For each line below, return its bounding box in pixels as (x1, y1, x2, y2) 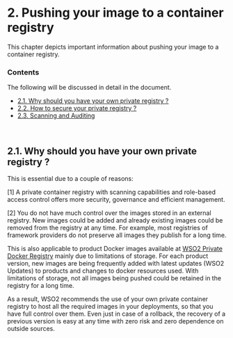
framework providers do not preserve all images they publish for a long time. (7, 231, 227, 239)
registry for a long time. (7, 282, 74, 290)
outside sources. (7, 325, 56, 333)
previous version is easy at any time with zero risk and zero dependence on (7, 317, 224, 325)
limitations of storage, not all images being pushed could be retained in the (7, 274, 221, 282)
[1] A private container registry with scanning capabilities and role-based (7, 188, 216, 196)
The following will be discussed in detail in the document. (7, 83, 172, 92)
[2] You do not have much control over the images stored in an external (7, 209, 211, 217)
